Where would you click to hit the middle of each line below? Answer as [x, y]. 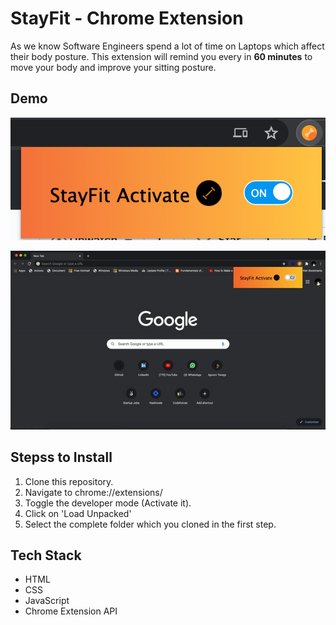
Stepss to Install [61, 457]
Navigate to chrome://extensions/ [93, 492]
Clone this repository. [69, 481]
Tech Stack [46, 555]
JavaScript [47, 601]
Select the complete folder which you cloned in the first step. [150, 524]
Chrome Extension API [71, 611]
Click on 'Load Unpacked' [78, 513]
